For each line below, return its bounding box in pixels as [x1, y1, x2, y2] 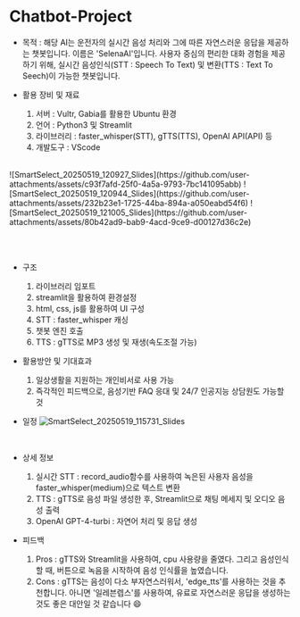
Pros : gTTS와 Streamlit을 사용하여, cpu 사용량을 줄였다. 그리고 [35, 554, 259, 564]
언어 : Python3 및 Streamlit [35, 119, 132, 130]
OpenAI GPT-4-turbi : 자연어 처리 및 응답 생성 [35, 515, 198, 526]
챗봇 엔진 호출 [35, 325, 84, 336]
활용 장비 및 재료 [21, 89, 80, 100]
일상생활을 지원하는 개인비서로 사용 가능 [35, 374, 175, 385]
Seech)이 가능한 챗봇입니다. [21, 70, 121, 81]
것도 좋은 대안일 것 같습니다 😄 [35, 598, 142, 609]
